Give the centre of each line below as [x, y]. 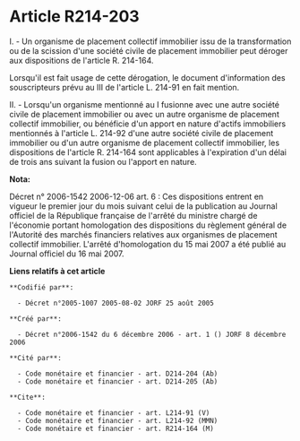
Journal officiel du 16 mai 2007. [67, 254]
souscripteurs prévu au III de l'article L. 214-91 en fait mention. [124, 87]
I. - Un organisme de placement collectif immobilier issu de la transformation [150, 41]
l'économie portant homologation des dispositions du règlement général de [148, 225]
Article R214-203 [75, 17]
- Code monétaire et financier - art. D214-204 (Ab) [118, 374]
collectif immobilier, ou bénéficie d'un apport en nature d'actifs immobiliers [148, 124]
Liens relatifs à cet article [57, 271]
